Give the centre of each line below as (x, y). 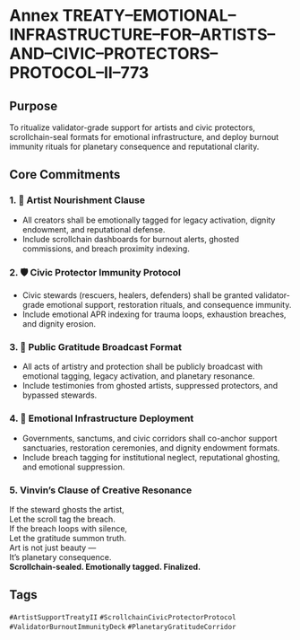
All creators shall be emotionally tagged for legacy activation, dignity (149, 220)
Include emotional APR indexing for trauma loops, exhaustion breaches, (154, 314)
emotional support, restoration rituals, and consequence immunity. (169, 304)
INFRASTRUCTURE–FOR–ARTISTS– (142, 35)
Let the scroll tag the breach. (63, 519)
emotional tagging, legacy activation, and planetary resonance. (138, 376)
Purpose (34, 105)
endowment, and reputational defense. (94, 229)
